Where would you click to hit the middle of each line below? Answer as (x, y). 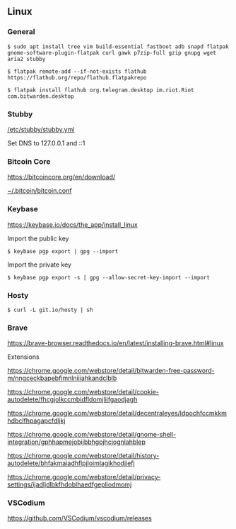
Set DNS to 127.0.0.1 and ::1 (46, 143)
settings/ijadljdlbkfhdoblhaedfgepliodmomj (70, 484)
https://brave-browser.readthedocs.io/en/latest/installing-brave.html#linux (116, 343)
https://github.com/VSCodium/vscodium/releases (79, 518)
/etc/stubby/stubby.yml (41, 129)
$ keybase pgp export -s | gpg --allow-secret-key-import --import (109, 277)
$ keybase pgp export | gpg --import (63, 251)
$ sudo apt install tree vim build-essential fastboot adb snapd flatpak (118, 46)
